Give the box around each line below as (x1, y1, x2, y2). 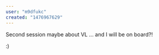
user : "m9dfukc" (5, 8, 47, 15)
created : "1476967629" (5, 14, 63, 20)
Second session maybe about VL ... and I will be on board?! (5, 30, 154, 38)
